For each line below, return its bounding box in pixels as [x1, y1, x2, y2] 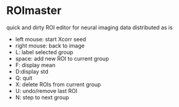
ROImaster [6, 4, 62, 18]
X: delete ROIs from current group [15, 80, 101, 88]
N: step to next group [15, 94, 69, 101]
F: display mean [15, 61, 56, 69]
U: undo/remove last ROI [15, 87, 78, 94]
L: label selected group [15, 48, 74, 55]
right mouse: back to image [15, 42, 85, 49]
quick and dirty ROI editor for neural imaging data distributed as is [6, 24, 173, 31]
